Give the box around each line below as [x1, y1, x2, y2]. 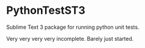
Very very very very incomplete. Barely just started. [6, 35, 134, 42]
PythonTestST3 [6, 4, 85, 17]
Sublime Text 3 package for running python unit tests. [6, 23, 140, 31]
